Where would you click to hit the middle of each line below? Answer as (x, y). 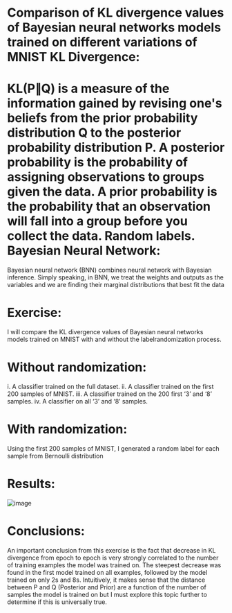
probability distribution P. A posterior (116, 148)
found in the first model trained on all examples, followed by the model (107, 572)
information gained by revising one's (115, 104)
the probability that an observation (109, 207)
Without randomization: (77, 367)
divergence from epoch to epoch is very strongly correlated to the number (113, 558)
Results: (31, 484)
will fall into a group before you (97, 222)
